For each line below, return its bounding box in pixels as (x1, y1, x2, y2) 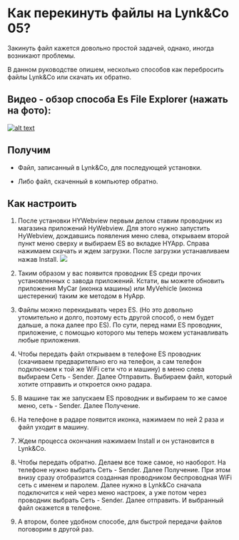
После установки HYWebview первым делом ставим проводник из (17, 216, 223, 225)
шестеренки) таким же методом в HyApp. (17, 292, 146, 300)
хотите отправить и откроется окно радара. (17, 380, 152, 389)
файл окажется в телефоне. (17, 504, 102, 512)
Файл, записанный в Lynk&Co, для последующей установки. (17, 163, 202, 172)
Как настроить (7, 198, 77, 210)
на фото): (7, 105, 51, 117)
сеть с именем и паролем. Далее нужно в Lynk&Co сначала (17, 481, 202, 489)
